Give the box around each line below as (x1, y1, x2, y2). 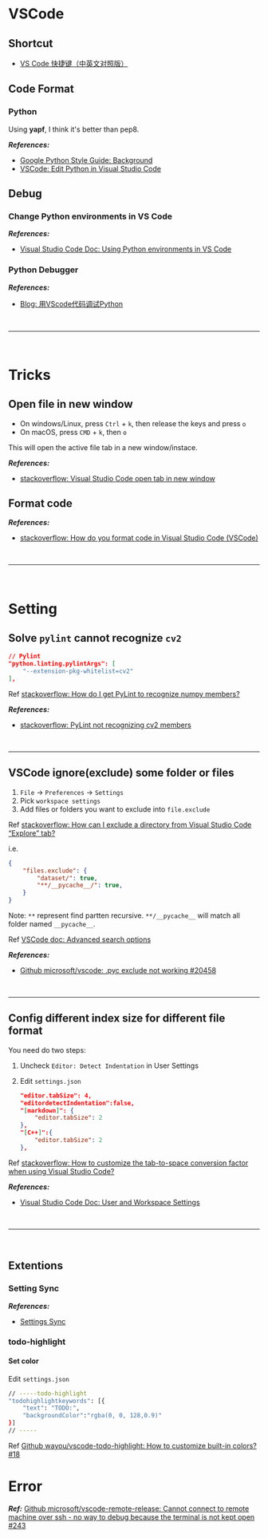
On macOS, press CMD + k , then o (19, 427, 128, 437)
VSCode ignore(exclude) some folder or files (8, 766, 235, 780)
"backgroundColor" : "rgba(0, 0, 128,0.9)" (22, 1412, 162, 1420)
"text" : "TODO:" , (22, 1404, 81, 1413)
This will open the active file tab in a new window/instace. (8, 442, 198, 452)
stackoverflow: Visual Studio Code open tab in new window (19, 473, 215, 483)
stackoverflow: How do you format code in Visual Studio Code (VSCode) (19, 533, 259, 543)
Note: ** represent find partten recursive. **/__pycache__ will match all (8, 911, 241, 920)
